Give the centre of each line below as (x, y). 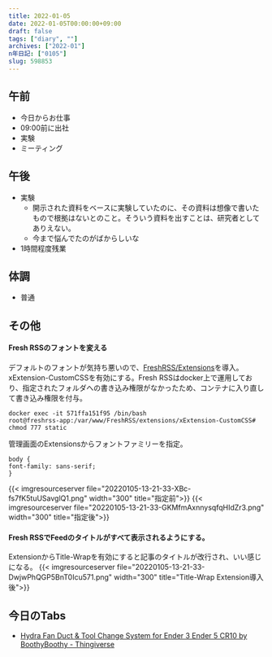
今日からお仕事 (45, 117)
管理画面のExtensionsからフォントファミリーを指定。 (98, 444)
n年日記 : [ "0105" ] (38, 54)
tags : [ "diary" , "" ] (43, 39)
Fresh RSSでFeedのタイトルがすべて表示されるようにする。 (109, 537)
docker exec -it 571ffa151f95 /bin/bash (78, 413)
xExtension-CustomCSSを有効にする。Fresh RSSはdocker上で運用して (127, 377)
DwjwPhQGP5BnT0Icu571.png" (60, 577)
